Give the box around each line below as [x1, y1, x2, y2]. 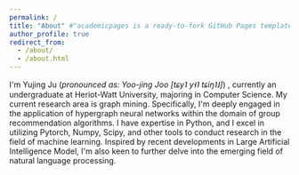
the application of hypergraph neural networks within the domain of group [9, 108, 280, 118]
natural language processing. [9, 155, 117, 165]
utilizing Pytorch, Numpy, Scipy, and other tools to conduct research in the [9, 127, 282, 138]
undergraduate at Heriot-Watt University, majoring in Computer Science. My [9, 90, 287, 99]
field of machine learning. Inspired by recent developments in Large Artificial [9, 137, 290, 147]
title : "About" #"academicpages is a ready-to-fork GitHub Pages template [9, 21, 293, 30]
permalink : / [9, 12, 58, 22]
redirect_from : [9, 37, 66, 47]
